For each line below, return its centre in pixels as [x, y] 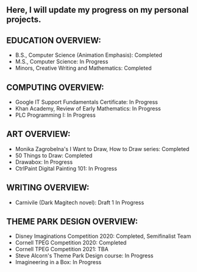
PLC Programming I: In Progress [55, 115]
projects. [24, 20]
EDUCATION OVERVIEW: [54, 40]
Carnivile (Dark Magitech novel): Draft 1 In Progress [80, 202]
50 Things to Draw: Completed [54, 155]
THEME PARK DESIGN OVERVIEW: [72, 222]
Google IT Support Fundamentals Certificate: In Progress [87, 102]
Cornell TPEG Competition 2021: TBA [62, 249]
